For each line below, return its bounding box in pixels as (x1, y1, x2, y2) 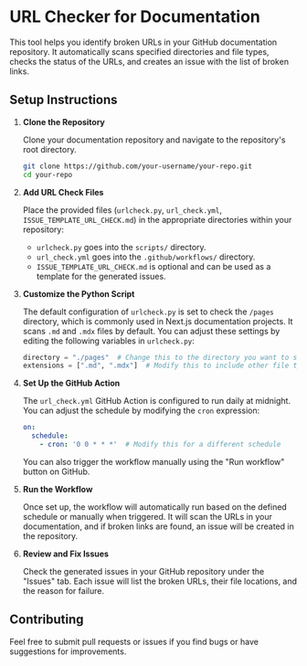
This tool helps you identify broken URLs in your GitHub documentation (9, 37, 278, 48)
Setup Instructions (9, 92, 118, 108)
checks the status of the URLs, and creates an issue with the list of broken (9, 56, 290, 67)
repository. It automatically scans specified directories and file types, (9, 46, 270, 57)
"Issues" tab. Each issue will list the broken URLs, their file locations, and (22, 576, 298, 587)
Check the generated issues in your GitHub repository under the (22, 566, 265, 576)
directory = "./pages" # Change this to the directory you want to (22, 353, 290, 362)
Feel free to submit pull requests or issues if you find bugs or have (9, 636, 259, 647)
